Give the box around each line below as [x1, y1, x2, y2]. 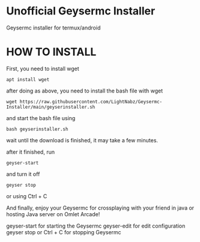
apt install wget [6, 76, 50, 82]
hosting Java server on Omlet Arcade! [6, 210, 100, 217]
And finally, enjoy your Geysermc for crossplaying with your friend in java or [6, 204, 195, 211]
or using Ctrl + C [6, 192, 47, 199]
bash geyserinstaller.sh [6, 126, 68, 132]
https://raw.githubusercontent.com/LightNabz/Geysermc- [19, 98, 163, 104]
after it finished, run [6, 148, 55, 156]
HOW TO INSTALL [6, 45, 97, 59]
